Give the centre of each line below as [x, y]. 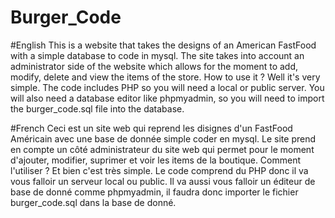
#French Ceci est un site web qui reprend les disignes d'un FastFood [151, 128]
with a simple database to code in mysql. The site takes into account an [157, 55]
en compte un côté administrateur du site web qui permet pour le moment [162, 149]
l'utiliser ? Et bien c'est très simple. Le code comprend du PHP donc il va [159, 170]
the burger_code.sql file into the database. [97, 108]
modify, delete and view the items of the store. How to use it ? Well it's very [165, 77]
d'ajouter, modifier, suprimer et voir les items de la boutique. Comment [156, 160]
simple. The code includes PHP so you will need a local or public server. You [167, 87]
